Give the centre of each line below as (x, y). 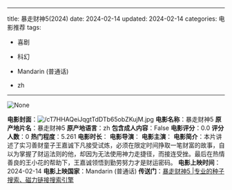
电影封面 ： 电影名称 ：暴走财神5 (110, 119)
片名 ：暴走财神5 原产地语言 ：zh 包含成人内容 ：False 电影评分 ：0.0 (115, 128)
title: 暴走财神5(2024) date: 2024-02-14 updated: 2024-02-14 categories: (112, 19)
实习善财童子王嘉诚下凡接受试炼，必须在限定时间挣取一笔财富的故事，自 (122, 145)
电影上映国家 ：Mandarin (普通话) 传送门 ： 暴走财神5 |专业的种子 (134, 171)
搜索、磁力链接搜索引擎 (40, 180)
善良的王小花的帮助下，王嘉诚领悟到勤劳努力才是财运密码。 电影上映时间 (111, 162)
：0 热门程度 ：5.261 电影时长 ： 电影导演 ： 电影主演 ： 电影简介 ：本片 (118, 136)
